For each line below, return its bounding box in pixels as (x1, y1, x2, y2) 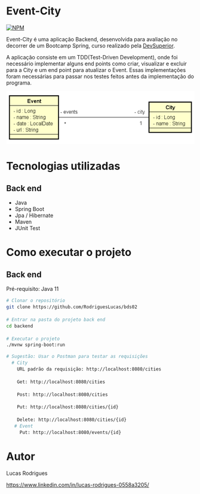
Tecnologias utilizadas (6, 159, 121, 173)
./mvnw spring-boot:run (6, 342, 66, 348)
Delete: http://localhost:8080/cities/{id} (17, 417, 127, 423)
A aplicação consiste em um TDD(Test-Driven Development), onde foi (6, 53, 178, 61)
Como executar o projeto (6, 246, 132, 259)
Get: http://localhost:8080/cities (17, 379, 106, 385)
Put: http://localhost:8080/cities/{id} (17, 404, 119, 410)
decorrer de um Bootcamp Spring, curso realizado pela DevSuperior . (6, 42, 175, 49)
